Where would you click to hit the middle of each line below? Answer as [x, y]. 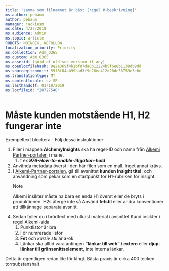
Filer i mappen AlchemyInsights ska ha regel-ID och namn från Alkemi [86, 149]
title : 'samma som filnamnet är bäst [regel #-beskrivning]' [71, 10]
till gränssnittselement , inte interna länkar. [79, 249]
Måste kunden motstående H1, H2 [78, 115]
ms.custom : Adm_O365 [27, 57]
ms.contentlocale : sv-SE [31, 81]
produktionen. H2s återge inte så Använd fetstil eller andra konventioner [88, 202]
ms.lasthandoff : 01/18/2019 [35, 85]
